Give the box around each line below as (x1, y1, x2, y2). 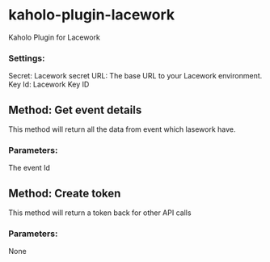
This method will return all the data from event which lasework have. (8, 125, 236, 134)
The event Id (8, 163, 51, 173)
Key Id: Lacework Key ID (8, 79, 90, 90)
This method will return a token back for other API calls (8, 208, 192, 218)
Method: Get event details (8, 103, 142, 116)
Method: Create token (8, 186, 121, 200)
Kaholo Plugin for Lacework (8, 32, 101, 42)
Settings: (8, 53, 45, 64)
